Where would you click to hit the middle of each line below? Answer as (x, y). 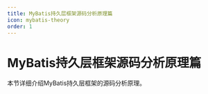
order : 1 (20, 26)
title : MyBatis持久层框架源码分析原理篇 (60, 13)
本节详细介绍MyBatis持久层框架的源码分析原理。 (77, 83)
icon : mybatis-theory (38, 20)
